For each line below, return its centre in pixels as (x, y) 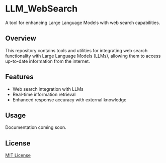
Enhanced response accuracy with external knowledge (69, 100)
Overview (21, 38)
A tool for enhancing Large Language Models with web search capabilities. (83, 23)
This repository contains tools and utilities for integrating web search (76, 50)
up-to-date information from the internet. (48, 61)
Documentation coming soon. (36, 127)
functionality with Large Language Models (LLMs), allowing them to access (83, 56)
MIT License (18, 155)
